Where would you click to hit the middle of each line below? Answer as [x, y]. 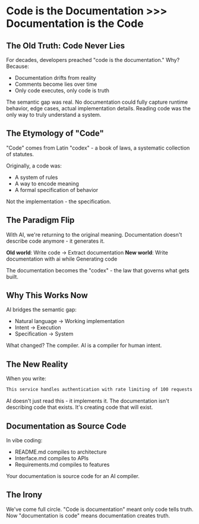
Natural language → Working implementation [70, 321]
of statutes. [20, 154]
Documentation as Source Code [66, 426]
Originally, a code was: [34, 166]
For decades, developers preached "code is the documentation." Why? [93, 60]
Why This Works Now [47, 295]
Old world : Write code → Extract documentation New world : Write [87, 252]
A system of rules [36, 177]
